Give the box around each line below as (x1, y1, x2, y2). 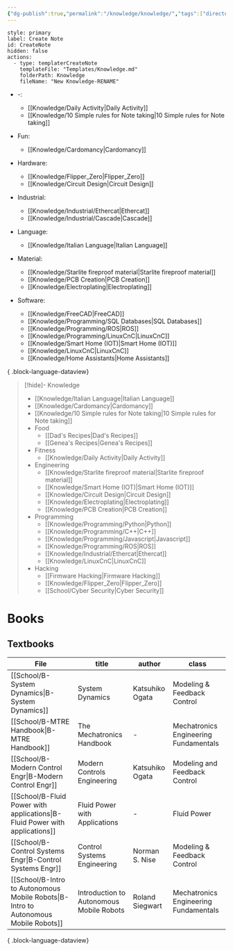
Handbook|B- (10, 725, 57, 735)
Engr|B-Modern (10, 771, 64, 781)
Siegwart (132, 901, 162, 911)
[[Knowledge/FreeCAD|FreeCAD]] (27, 309, 125, 318)
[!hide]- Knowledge (24, 380, 80, 389)
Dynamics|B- (10, 688, 55, 697)
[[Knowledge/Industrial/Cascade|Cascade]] (27, 213, 153, 222)
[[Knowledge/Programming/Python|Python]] (44, 519, 172, 528)
